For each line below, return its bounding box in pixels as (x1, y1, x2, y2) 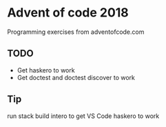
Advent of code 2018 (7, 5, 129, 21)
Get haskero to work (17, 66, 75, 74)
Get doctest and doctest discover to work (17, 73, 136, 81)
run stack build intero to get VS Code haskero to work (7, 112, 160, 120)
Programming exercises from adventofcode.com (7, 28, 145, 36)
